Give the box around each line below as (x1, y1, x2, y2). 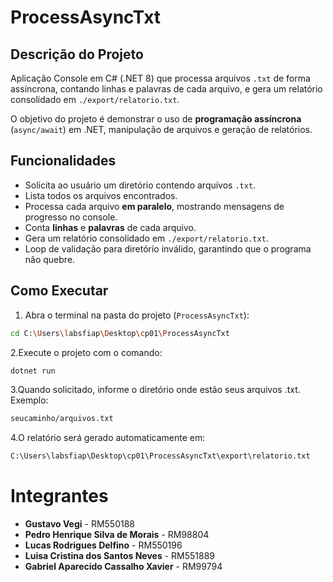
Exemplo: (10, 394, 49, 406)
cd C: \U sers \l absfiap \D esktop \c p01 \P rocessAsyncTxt (10, 328, 230, 338)
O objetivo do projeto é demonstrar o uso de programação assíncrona (10, 113, 302, 125)
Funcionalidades (10, 152, 117, 170)
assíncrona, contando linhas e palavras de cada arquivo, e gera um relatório (10, 83, 323, 95)
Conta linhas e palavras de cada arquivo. (24, 221, 197, 233)
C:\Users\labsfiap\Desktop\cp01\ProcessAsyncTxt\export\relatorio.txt (10, 451, 311, 461)
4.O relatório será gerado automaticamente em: (10, 432, 206, 444)
